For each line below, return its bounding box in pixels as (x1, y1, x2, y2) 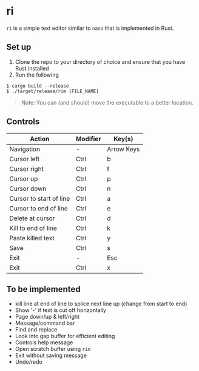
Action (30, 134, 50, 143)
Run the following (15, 71, 59, 78)
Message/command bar (15, 319, 75, 327)
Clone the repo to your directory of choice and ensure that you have (15, 58, 186, 65)
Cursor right (9, 164, 44, 173)
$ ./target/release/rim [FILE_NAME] (6, 88, 99, 94)
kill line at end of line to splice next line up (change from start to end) (15, 300, 187, 308)
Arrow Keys (107, 145, 140, 153)
